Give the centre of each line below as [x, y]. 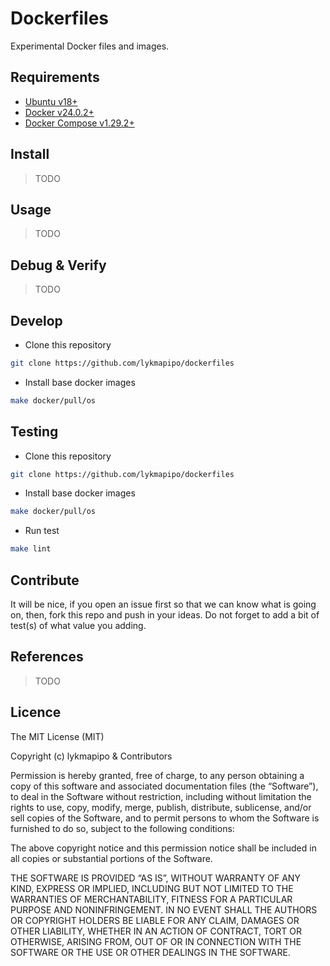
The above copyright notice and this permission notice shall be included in [163, 848]
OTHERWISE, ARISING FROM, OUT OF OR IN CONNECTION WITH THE [156, 941]
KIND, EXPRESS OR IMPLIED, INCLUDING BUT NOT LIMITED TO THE [152, 888]
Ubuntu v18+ [51, 101]
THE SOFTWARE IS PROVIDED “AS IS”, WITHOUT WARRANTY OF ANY [155, 878]
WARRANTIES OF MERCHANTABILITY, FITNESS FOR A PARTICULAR [151, 899]
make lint [31, 549]
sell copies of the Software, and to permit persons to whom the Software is [165, 818]
